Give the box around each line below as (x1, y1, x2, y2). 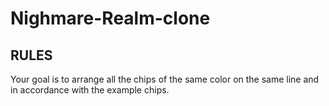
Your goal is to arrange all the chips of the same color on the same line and (10, 73, 320, 85)
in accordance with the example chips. (10, 84, 170, 96)
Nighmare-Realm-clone (10, 7, 211, 30)
